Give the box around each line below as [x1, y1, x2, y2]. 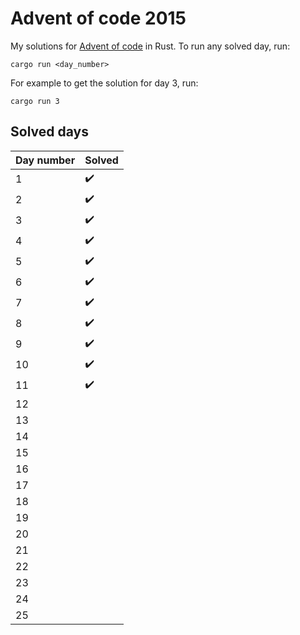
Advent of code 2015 [10, 7, 187, 30]
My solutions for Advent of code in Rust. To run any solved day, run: [10, 40, 291, 52]
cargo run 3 [10, 96, 60, 106]
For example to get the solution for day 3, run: [10, 77, 199, 89]
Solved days [10, 123, 89, 141]
